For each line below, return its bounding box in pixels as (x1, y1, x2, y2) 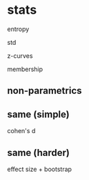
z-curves (7, 51, 33, 60)
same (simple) (7, 108, 70, 120)
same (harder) (7, 147, 70, 159)
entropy (7, 25, 30, 33)
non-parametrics (7, 85, 82, 97)
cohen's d (7, 127, 36, 135)
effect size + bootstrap (7, 165, 72, 173)
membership (7, 65, 43, 73)
